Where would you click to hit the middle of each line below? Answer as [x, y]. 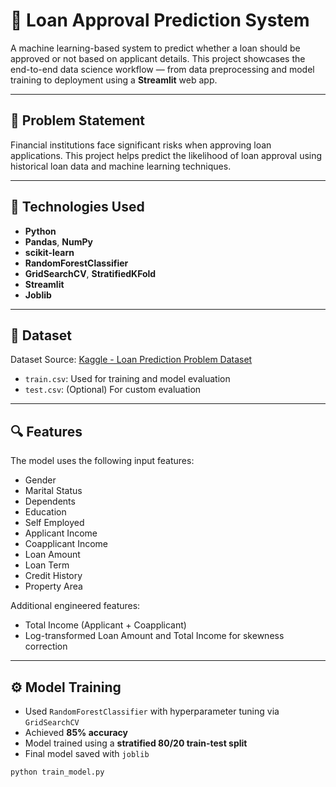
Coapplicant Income [66, 544]
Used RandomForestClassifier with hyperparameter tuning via [152, 711]
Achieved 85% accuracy [76, 732]
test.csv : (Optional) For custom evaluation [113, 390]
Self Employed [54, 523]
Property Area [53, 586]
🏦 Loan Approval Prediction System [160, 20]
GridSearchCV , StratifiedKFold [90, 273]
